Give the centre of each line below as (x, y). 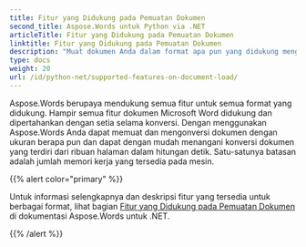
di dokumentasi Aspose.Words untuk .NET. (90, 216)
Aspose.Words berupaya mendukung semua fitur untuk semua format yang (151, 103)
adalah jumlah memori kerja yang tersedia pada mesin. (112, 161)
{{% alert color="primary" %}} (66, 179)
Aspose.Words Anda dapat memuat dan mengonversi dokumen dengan (143, 132)
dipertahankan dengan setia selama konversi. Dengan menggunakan (138, 122)
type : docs (30, 60)
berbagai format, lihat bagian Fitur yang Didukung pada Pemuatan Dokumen (153, 206)
